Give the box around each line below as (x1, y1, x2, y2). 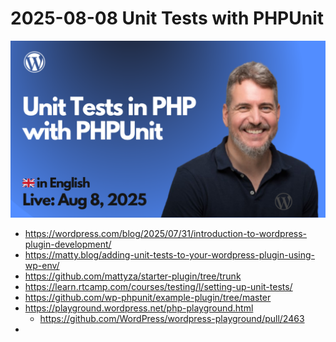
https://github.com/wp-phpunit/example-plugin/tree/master (24, 292, 272, 304)
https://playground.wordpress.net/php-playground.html (24, 302, 254, 314)
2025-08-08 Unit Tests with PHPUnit (10, 7, 324, 30)
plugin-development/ (24, 238, 112, 251)
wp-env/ (24, 260, 60, 272)
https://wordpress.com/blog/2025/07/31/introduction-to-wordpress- (24, 228, 308, 240)
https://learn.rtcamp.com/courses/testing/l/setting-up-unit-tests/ (24, 281, 293, 293)
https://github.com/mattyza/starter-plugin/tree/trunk (24, 270, 242, 282)
